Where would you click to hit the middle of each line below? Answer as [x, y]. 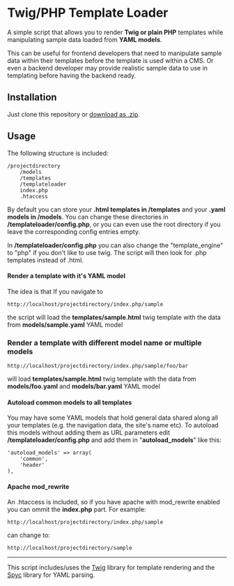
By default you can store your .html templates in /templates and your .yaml [116, 209]
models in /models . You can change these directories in [88, 217]
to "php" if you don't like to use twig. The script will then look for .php [107, 252]
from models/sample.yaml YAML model [65, 324]
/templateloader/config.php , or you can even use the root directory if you [114, 224]
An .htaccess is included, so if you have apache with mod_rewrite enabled [114, 502]
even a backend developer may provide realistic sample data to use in [107, 68]
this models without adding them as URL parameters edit [89, 433]
